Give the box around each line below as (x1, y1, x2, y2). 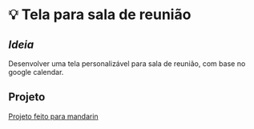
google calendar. (8, 68, 64, 76)
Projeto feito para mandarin (8, 111, 99, 121)
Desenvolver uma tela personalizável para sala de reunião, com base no (8, 59, 246, 68)
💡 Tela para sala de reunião (8, 6, 192, 24)
